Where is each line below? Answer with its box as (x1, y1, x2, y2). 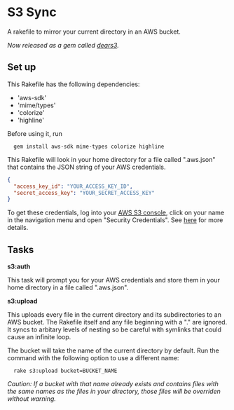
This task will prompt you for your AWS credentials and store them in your (7, 276, 221, 285)
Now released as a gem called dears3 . (7, 41, 119, 49)
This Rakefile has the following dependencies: (7, 80, 140, 88)
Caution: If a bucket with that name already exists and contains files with (7, 380, 219, 388)
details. (7, 224, 29, 232)
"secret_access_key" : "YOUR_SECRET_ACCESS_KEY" (13, 189, 156, 196)
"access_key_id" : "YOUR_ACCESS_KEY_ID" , (13, 183, 133, 190)
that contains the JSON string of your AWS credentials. (7, 163, 166, 171)
